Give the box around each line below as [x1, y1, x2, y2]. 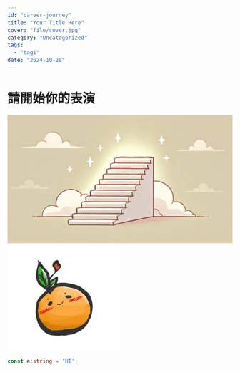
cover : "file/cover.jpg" [7, 26, 81, 33]
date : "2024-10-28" [7, 57, 66, 64]
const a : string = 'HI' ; [7, 357, 79, 365]
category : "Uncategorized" [7, 34, 88, 41]
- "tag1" [14, 49, 40, 56]
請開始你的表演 [7, 91, 96, 107]
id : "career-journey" [7, 11, 72, 19]
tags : [7, 41, 24, 49]
